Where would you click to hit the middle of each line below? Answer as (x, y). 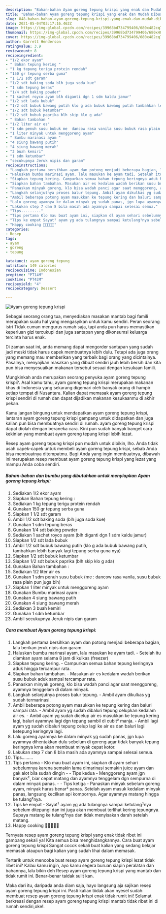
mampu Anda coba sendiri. (33, 464)
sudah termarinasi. (32, 700)
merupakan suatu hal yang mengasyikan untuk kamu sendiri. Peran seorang (83, 322)
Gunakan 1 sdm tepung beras (42, 525)
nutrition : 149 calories (31, 266)
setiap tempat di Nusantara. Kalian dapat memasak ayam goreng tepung (79, 393)
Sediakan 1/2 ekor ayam (37, 493)
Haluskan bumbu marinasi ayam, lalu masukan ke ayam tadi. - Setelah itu (87, 653)
